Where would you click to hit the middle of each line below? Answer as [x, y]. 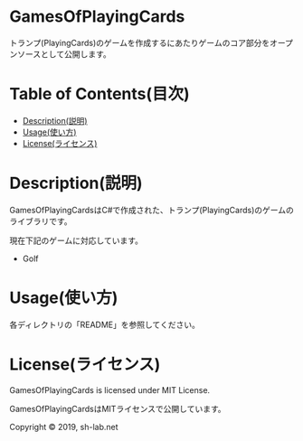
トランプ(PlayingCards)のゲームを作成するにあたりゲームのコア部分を [140, 42]
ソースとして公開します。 [64, 54]
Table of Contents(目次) [99, 94]
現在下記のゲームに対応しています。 [76, 240]
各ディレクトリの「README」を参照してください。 [105, 324]
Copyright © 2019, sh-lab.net [64, 427]
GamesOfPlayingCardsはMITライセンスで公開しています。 [118, 408]
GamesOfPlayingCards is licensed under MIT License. [110, 389]
